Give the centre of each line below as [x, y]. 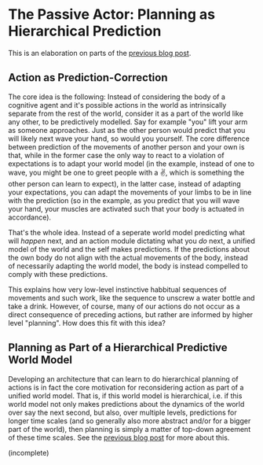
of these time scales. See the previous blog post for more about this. [119, 437]
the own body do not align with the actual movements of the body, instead [128, 257]
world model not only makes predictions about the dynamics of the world [126, 404]
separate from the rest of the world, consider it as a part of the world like [126, 113]
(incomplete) [29, 452]
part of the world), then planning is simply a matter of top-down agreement [130, 429]
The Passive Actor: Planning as [112, 15]
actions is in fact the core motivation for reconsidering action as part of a [126, 387]
